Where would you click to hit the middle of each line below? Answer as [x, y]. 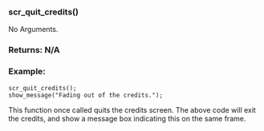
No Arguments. [33, 30]
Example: [27, 72]
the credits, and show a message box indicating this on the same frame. [127, 118]
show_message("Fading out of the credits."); [85, 95]
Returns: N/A [34, 50]
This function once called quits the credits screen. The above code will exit [132, 109]
